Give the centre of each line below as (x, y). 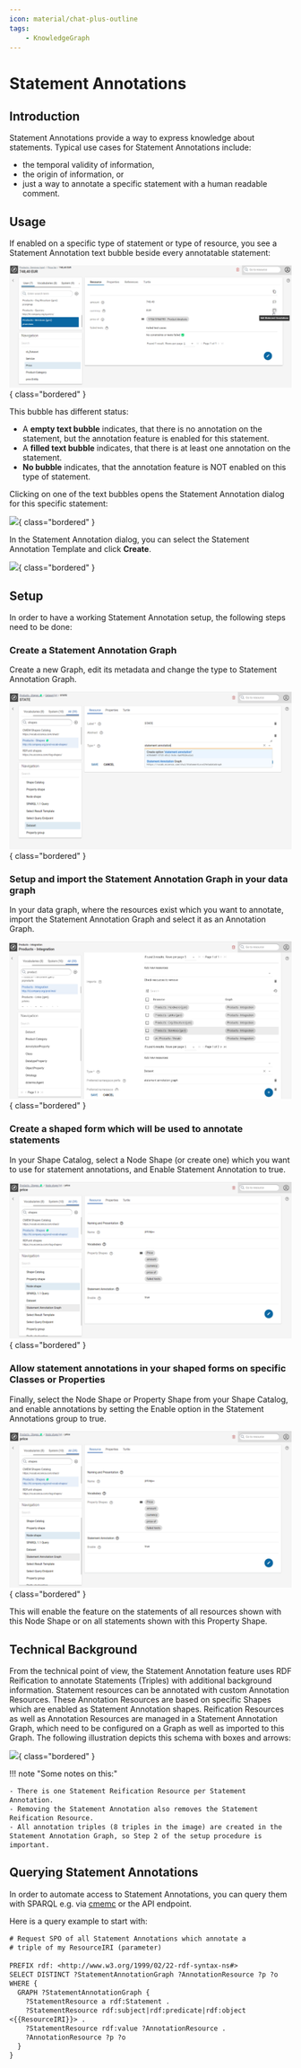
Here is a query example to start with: (78, 1921)
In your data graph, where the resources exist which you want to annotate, (146, 910)
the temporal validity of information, (88, 165)
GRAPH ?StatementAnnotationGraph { (84, 1993)
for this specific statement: (59, 504)
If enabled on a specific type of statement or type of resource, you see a (143, 243)
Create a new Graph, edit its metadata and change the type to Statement (143, 670)
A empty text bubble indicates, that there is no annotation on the (142, 429)
